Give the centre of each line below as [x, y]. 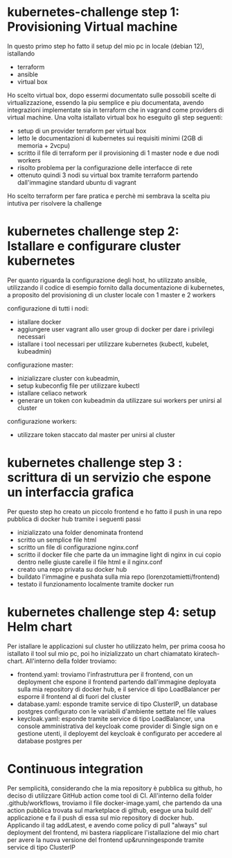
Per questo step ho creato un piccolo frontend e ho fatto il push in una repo [115, 511]
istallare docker [39, 322]
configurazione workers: [42, 421]
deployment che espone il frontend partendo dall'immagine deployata [117, 682]
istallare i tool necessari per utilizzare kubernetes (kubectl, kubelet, [113, 344]
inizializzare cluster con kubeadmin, [68, 378]
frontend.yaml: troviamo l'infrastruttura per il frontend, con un [105, 674]
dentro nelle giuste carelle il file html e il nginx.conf [90, 562]
